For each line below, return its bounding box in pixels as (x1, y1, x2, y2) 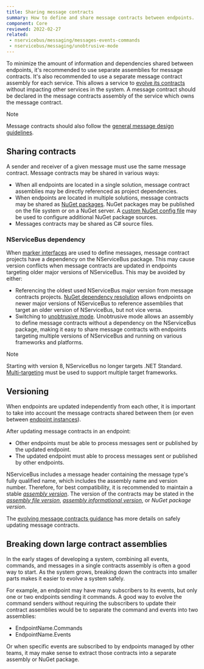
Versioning (6, 386, 49, 397)
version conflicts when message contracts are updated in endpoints (6, 262, 177, 269)
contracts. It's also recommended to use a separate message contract (6, 73, 183, 80)
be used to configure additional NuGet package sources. (15, 213, 158, 220)
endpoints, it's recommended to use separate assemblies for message (6, 66, 183, 73)
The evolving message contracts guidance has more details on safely (6, 515, 181, 522)
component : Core (6, 20, 47, 26)
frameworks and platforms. (15, 338, 83, 345)
